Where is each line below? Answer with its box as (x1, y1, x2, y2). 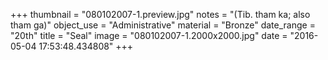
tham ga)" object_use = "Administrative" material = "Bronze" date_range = (10, 19, 316, 31)
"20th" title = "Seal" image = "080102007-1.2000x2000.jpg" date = (10, 30, 288, 41)
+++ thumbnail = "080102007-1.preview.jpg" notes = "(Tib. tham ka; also (10, 9, 311, 20)
